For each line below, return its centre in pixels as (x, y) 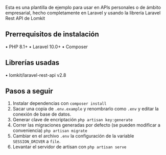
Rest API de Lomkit (25, 18)
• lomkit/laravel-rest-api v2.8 (36, 75)
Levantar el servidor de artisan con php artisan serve (69, 147)
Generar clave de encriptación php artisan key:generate (73, 120)
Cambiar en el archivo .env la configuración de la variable (73, 136)
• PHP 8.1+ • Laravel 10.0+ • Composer (47, 47)
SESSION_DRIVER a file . (37, 141)
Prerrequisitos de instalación (52, 35)
